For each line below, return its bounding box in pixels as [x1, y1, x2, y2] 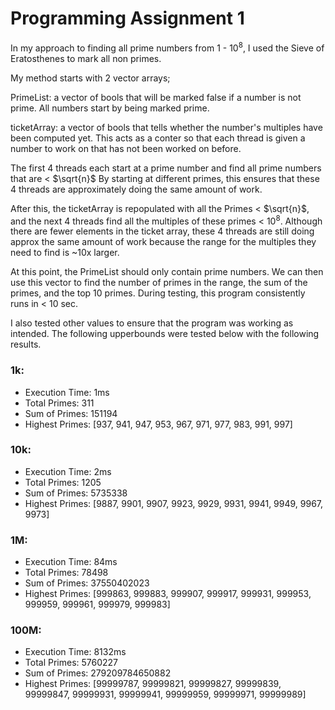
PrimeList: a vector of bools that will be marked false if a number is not [10, 91, 302, 103]
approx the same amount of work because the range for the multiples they [10, 236, 317, 248]
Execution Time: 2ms [24, 465, 112, 477]
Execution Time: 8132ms [24, 646, 127, 658]
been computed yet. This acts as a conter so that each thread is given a [10, 132, 306, 144]
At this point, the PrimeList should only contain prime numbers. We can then [10, 266, 324, 278]
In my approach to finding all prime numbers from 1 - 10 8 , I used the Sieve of [10, 40, 325, 54]
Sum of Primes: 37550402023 [24, 577, 150, 589]
